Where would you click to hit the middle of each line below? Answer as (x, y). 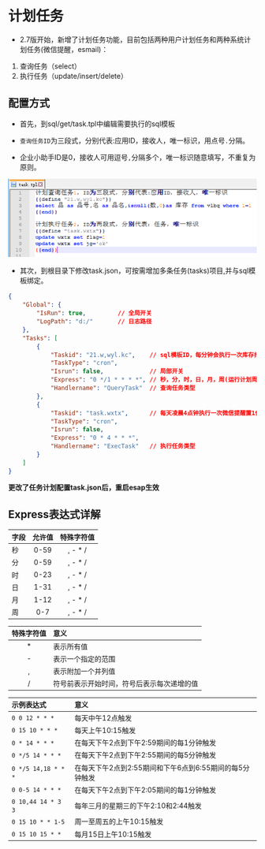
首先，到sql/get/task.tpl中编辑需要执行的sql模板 (97, 124)
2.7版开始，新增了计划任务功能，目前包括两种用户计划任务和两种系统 (132, 39)
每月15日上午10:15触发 (113, 834)
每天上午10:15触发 (105, 730)
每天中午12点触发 (103, 717)
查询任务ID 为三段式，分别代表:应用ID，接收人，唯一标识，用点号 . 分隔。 (134, 140)
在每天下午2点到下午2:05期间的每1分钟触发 (146, 790)
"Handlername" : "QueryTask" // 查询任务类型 (123, 388)
